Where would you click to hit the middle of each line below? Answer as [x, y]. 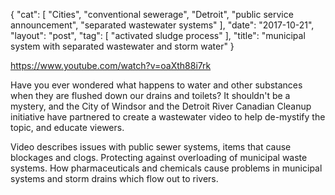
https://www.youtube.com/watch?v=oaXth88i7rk [111, 65]
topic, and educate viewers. [67, 127]
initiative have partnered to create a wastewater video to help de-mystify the [168, 117]
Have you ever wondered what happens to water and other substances [156, 85]
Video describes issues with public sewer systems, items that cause [151, 147]
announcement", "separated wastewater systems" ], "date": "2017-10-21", [162, 25]
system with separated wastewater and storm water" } [122, 46]
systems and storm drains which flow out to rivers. [114, 178]
